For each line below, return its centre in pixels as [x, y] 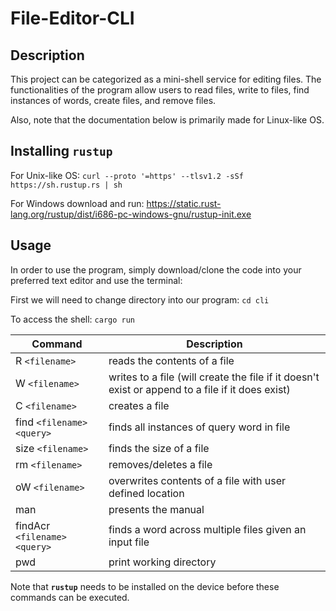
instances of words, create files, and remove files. [113, 100]
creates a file [139, 405]
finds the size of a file [159, 448]
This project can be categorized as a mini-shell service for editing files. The [166, 79]
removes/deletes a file [160, 464]
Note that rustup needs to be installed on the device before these [145, 586]
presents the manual [156, 509]
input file [129, 542]
